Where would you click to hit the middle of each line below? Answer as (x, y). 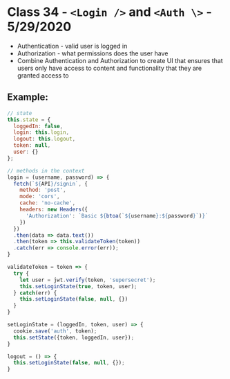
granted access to (43, 75)
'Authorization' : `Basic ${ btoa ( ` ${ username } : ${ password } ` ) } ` (117, 215)
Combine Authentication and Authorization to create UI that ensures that (120, 60)
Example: (28, 97)
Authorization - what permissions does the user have (93, 53)
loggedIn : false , (38, 126)
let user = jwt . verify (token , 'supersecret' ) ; (88, 280)
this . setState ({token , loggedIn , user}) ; (74, 337)
